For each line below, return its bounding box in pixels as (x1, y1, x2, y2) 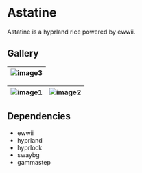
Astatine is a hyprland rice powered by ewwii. (7, 28, 136, 36)
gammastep (16, 158, 51, 166)
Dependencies (7, 110, 71, 122)
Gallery (7, 48, 39, 59)
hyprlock (16, 143, 43, 152)
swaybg (16, 150, 40, 159)
